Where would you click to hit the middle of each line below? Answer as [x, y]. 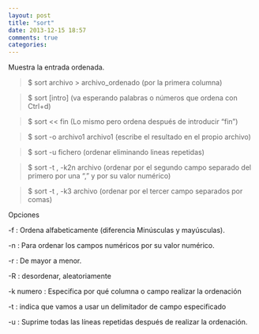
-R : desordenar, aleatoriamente [60, 276]
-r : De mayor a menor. [45, 261]
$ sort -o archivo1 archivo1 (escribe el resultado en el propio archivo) [139, 137]
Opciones [24, 215]
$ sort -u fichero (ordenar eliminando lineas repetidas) [116, 152]
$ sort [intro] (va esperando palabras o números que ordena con [133, 98]
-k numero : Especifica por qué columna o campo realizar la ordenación [125, 291]
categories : [28, 45]
